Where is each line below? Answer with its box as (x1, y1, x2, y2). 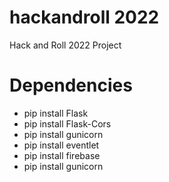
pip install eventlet (23, 139, 100, 151)
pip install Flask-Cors (23, 117, 112, 130)
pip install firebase (23, 149, 101, 161)
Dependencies (9, 74, 133, 97)
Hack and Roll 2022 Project (9, 39, 122, 51)
